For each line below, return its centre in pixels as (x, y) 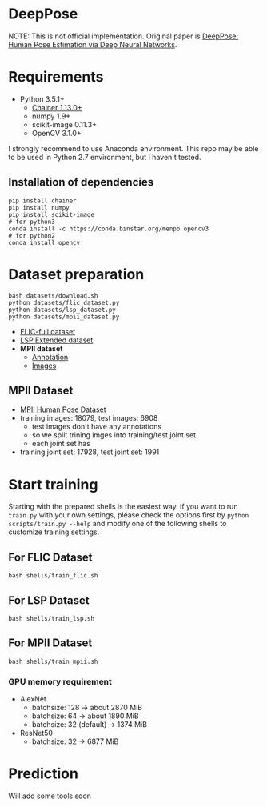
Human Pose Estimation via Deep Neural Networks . (93, 44)
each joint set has (61, 444)
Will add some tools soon (50, 796)
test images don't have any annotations (97, 427)
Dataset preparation (76, 274)
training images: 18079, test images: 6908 (89, 418)
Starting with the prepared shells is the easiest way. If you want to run (123, 507)
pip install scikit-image (51, 214)
